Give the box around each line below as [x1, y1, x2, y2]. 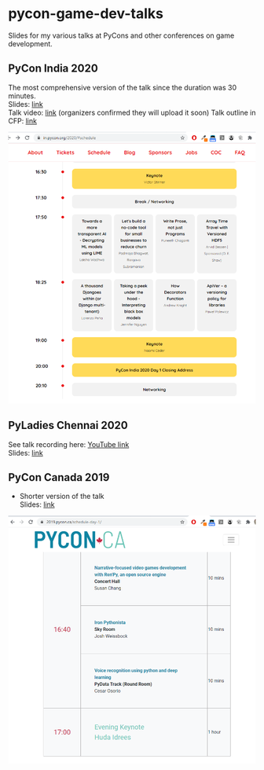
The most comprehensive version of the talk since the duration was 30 [8, 82, 237, 92]
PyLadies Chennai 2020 [8, 419, 128, 432]
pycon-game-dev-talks [8, 5, 163, 23]
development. [8, 38, 53, 48]
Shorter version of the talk [19, 492, 104, 501]
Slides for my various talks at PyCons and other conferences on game [8, 31, 235, 40]
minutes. [8, 91, 37, 101]
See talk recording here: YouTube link [8, 439, 130, 449]
